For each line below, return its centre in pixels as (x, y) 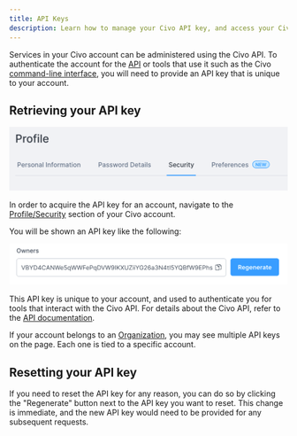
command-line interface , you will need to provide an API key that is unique (145, 73)
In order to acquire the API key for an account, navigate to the (122, 205)
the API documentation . (52, 318)
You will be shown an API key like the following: (95, 231)
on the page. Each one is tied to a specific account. (103, 345)
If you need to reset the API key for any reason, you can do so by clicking (142, 393)
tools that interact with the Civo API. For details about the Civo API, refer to (145, 308)
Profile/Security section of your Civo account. (92, 214)
